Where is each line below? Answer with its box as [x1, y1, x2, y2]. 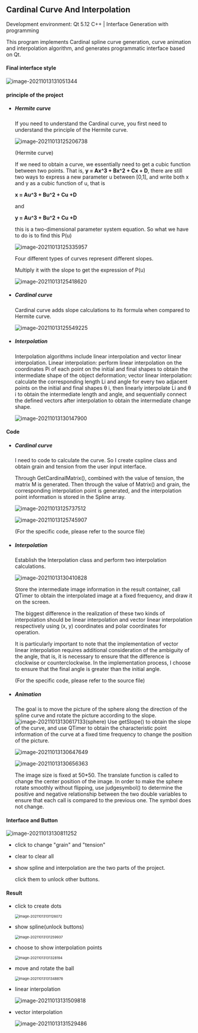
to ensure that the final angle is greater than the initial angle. [14, 666, 161, 673]
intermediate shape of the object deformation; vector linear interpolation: [14, 371, 193, 379]
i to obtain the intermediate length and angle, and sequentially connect [14, 390, 187, 398]
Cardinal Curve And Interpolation [6, 5, 131, 15]
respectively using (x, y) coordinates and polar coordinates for [14, 622, 167, 630]
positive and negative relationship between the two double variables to [14, 790, 187, 797]
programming [6, 27, 40, 34]
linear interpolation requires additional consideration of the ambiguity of [14, 647, 190, 654]
